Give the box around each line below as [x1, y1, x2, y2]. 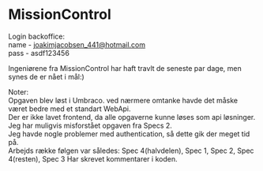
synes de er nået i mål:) [8, 72, 85, 81]
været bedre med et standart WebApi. [8, 104, 132, 113]
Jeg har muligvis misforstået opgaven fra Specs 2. [8, 121, 172, 130]
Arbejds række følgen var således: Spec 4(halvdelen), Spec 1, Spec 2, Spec [8, 146, 254, 155]
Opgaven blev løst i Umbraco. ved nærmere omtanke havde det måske [8, 95, 239, 105]
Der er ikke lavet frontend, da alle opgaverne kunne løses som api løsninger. [8, 112, 256, 121]
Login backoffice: [8, 32, 66, 41]
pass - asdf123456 [8, 48, 70, 58]
